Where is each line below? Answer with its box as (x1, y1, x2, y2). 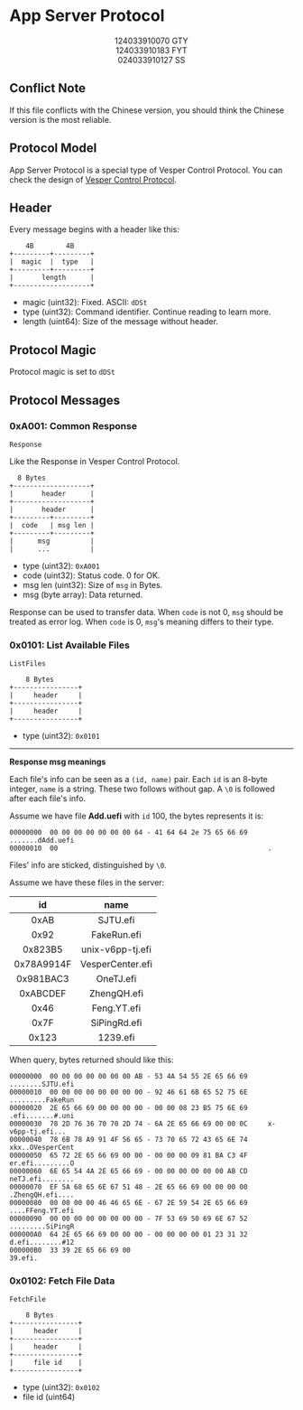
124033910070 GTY (114, 35, 189, 46)
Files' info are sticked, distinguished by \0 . (9, 860, 167, 871)
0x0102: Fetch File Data (9, 1275, 115, 1287)
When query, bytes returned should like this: (9, 1054, 174, 1066)
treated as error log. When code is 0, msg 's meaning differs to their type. (9, 616, 274, 627)
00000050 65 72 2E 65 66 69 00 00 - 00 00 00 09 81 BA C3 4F (9, 1151, 248, 1161)
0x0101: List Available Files (9, 639, 131, 651)
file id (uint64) (22, 1392, 76, 1403)
